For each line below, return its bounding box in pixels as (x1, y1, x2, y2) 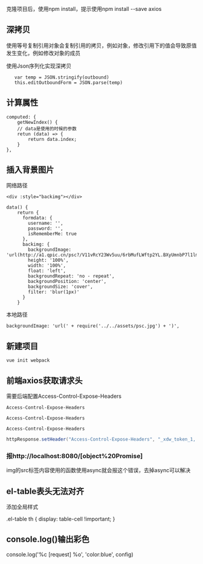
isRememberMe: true (28, 231, 77, 237)
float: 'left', (28, 268, 66, 274)
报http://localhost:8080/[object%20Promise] (6, 452, 143, 460)
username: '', (28, 220, 63, 227)
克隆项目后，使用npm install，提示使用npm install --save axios (6, 5, 162, 12)
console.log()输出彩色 (6, 534, 89, 545)
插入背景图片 (6, 165, 54, 175)
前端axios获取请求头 (6, 375, 83, 386)
